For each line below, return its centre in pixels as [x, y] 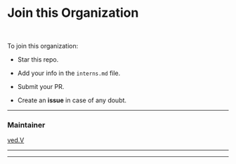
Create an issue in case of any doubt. [72, 100]
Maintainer [26, 125]
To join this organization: [43, 46]
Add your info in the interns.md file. [69, 73]
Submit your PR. [41, 86]
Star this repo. [38, 59]
